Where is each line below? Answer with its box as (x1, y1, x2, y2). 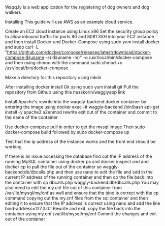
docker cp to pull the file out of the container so (5, 164, 102, 169)
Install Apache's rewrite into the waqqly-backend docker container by (5, 99, 147, 105)
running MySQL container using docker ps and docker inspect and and (5, 159, 149, 164)
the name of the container (5, 114, 58, 120)
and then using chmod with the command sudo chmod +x (5, 60, 122, 65)
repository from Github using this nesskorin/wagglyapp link (5, 89, 126, 95)
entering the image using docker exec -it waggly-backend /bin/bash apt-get (5, 104, 160, 110)
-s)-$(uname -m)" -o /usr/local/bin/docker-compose (45, 55, 152, 60)
